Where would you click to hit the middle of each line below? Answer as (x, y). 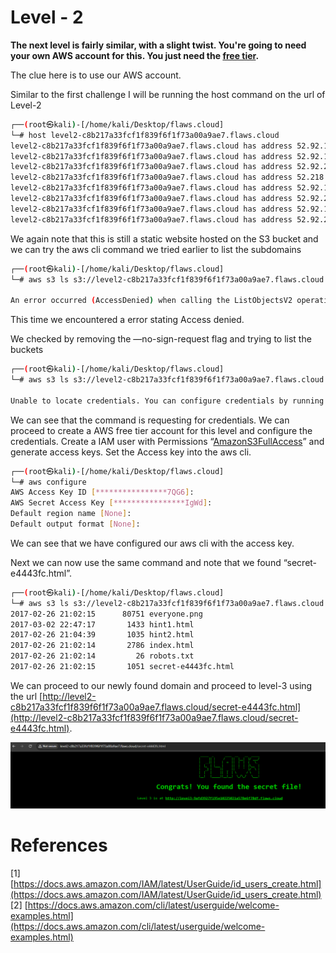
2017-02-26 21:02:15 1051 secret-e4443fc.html (122, 667)
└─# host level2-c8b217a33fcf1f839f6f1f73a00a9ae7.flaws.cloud (145, 135)
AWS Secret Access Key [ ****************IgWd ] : (111, 503)
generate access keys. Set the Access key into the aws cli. (131, 452)
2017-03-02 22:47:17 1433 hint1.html (102, 624)
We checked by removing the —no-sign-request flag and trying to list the (161, 339)
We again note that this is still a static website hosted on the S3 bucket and (164, 238)
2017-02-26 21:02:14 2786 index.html (102, 646)
